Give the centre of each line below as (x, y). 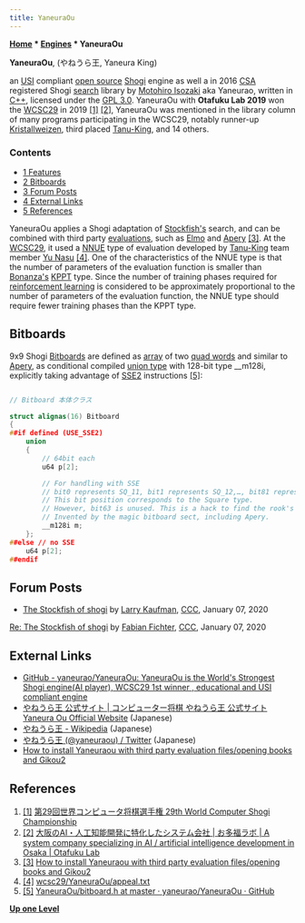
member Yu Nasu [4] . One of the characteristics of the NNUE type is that (146, 257)
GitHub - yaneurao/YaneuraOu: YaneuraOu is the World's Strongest (148, 678)
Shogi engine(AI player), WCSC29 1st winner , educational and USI (147, 688)
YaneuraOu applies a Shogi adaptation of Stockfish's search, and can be (145, 228)
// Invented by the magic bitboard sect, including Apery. (156, 517)
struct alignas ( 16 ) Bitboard (64, 416)
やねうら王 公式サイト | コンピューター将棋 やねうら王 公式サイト (145, 708)
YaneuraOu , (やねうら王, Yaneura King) (84, 62)
